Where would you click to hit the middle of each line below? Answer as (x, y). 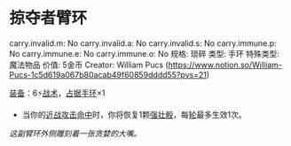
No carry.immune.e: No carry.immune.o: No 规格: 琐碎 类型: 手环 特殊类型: (144, 53)
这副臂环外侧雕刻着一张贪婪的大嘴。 (75, 133)
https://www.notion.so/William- (225, 65)
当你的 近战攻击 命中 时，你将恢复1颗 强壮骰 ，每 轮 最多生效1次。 (134, 114)
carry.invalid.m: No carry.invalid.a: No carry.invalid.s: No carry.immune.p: (143, 43)
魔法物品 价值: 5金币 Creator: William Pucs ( (89, 65)
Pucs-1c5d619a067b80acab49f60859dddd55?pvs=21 (108, 74)
